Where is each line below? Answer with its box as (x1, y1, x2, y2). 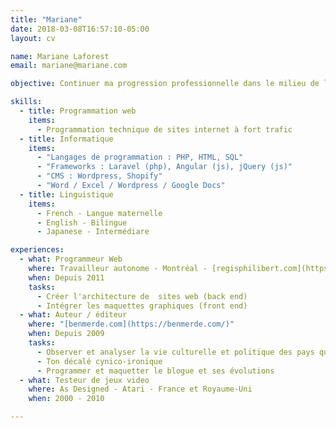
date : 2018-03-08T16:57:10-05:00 (10, 24, 150, 34)
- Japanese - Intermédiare (36, 227, 150, 237)
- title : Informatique (19, 134, 114, 144)
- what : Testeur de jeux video (19, 375, 150, 385)
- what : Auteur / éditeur (19, 310, 128, 320)
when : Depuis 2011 (28, 272, 105, 283)
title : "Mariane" (10, 14, 83, 25)
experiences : (10, 245, 65, 255)
